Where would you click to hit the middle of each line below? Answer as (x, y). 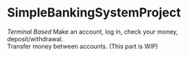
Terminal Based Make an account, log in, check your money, (93, 32)
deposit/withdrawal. (35, 38)
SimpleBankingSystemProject (94, 13)
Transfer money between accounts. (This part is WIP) (83, 46)
